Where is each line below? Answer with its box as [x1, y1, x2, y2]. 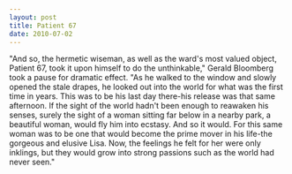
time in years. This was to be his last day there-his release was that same [9, 91, 276, 102]
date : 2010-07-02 [9, 29, 73, 38]
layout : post [9, 12, 57, 22]
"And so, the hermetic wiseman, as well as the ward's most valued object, [9, 54, 278, 64]
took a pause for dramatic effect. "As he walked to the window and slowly [9, 72, 277, 83]
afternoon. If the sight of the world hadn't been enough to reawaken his [9, 101, 269, 111]
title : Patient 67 [9, 21, 77, 30]
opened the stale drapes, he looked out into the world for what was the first [9, 81, 284, 93]
